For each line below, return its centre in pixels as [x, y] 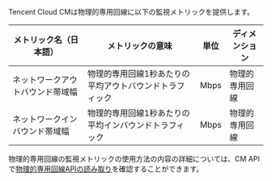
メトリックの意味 [140, 46]
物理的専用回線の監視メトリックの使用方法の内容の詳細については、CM [127, 159]
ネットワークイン [45, 119]
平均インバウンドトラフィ [136, 125]
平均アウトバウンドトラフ [136, 86]
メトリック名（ [42, 40]
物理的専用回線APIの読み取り [64, 169]
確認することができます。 [161, 169]
